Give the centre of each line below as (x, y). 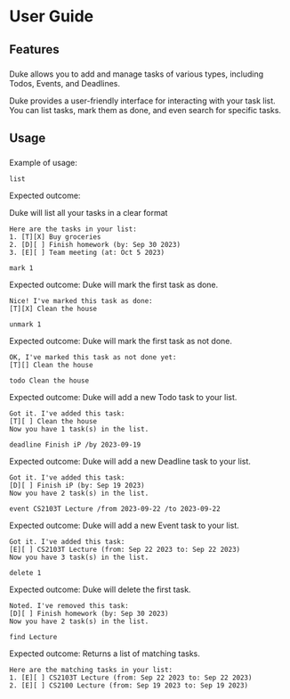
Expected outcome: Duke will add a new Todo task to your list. (123, 397)
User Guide (52, 16)
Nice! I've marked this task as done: (81, 300)
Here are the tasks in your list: (73, 229)
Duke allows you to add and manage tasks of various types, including (137, 74)
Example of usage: (44, 162)
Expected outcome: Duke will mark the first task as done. (114, 284)
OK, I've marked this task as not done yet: (93, 357)
